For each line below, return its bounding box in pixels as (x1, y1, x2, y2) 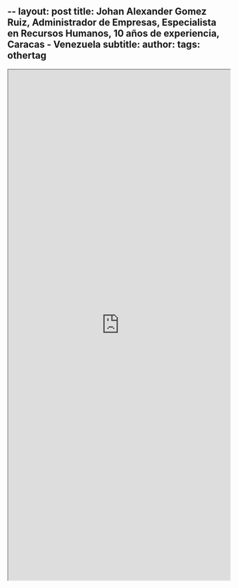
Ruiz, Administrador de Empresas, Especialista (7, 17, 217, 29)
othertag (7, 49, 47, 62)
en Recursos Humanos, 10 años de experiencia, (7, 27, 220, 39)
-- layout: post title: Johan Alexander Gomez (7, 6, 207, 18)
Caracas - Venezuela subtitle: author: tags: (7, 39, 201, 51)
